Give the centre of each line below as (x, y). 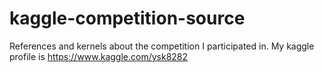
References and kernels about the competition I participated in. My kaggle (162, 46)
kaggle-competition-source (127, 18)
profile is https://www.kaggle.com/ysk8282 (99, 56)
